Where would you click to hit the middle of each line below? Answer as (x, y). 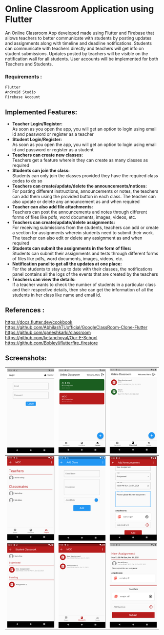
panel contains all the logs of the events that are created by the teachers (85, 274)
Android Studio (20, 92)
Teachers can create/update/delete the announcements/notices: (80, 186)
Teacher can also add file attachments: (52, 207)
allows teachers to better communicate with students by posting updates (78, 38)
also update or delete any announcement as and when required (76, 202)
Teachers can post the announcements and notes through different (80, 212)
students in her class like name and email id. (57, 295)
